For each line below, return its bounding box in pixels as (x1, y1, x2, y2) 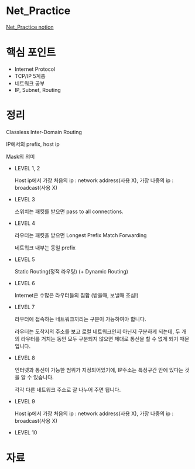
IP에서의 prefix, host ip (6, 141, 60, 148)
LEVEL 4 (14, 220, 36, 227)
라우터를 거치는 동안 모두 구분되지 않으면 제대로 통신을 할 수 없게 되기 (20, 335, 179, 342)
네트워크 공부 (14, 80, 45, 87)
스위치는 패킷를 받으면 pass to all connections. (14, 208, 124, 215)
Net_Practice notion (6, 23, 54, 30)
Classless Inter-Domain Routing (6, 128, 82, 135)
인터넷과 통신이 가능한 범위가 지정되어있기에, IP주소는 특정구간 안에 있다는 (14, 366, 184, 373)
